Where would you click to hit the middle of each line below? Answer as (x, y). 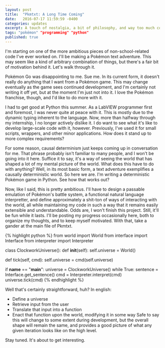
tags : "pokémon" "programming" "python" (47, 33)
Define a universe (30, 299)
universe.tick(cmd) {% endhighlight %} (45, 280)
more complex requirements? (35, 138)
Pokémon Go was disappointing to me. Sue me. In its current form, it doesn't (82, 77)
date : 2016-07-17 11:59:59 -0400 (41, 19)
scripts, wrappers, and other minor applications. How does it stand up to (78, 133)
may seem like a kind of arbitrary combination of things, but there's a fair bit (82, 62)
